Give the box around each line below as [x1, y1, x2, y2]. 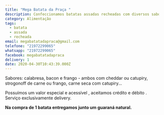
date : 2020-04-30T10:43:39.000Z [5, 62, 71, 67]
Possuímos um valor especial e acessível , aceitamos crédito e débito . [5, 90, 147, 96]
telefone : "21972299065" [5, 44, 56, 48]
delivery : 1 [5, 57, 29, 62]
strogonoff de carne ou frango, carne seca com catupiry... [5, 80, 123, 86]
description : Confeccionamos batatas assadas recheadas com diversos [5, 12, 150, 17]
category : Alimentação [5, 16, 51, 21]
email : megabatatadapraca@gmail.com [5, 39, 80, 44]
